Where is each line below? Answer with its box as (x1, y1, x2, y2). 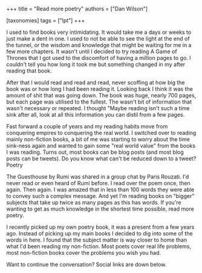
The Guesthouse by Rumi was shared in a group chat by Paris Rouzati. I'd (6, 173, 189, 180)
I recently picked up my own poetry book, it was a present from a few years (6, 223, 195, 231)
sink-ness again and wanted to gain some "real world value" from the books (6, 142, 195, 149)
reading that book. (6, 67, 53, 74)
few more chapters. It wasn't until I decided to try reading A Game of (6, 48, 177, 55)
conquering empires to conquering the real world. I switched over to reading (6, 130, 197, 136)
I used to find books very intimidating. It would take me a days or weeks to (6, 28, 192, 36)
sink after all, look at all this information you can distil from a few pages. (6, 111, 185, 118)
